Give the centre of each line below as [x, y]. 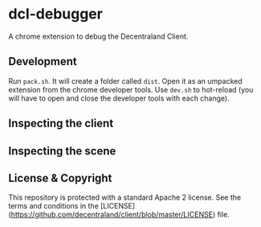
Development [43, 62]
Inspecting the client [61, 124]
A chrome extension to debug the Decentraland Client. [98, 36]
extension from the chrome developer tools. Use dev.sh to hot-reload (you [131, 89]
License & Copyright [60, 178]
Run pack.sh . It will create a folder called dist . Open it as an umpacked [125, 80]
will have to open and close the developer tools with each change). [119, 98]
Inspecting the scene [62, 151]
